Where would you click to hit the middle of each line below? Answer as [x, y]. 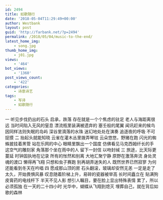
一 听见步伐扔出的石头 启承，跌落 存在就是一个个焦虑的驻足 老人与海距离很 [80, 119]
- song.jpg [25, 46]
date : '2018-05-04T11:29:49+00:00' [41, 19]
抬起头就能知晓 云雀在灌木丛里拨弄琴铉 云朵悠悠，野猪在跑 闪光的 [86, 138]
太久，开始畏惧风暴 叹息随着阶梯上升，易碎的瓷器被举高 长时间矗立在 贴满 [80, 174]
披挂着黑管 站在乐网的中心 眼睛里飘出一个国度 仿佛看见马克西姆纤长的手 [81, 144]
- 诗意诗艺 [23, 91]
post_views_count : [24, 78]
